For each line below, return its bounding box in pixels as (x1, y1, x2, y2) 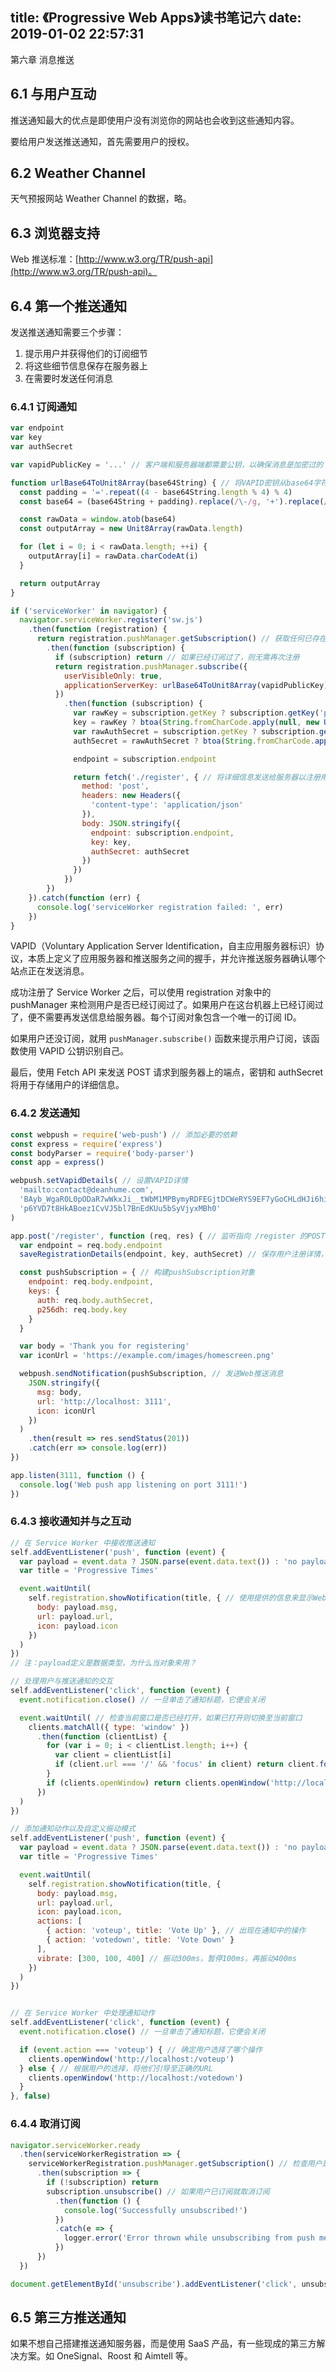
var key (10, 433, 43, 443)
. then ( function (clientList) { (36, 1731, 168, 1742)
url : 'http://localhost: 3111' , (36, 1396, 172, 1407)
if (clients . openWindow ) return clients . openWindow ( (46, 1778, 271, 1788)
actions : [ (36, 1916, 83, 1927)
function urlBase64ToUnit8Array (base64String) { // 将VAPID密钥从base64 (10, 478, 314, 488)
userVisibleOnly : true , (63, 671, 163, 681)
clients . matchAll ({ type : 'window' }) (28, 1722, 190, 1732)
